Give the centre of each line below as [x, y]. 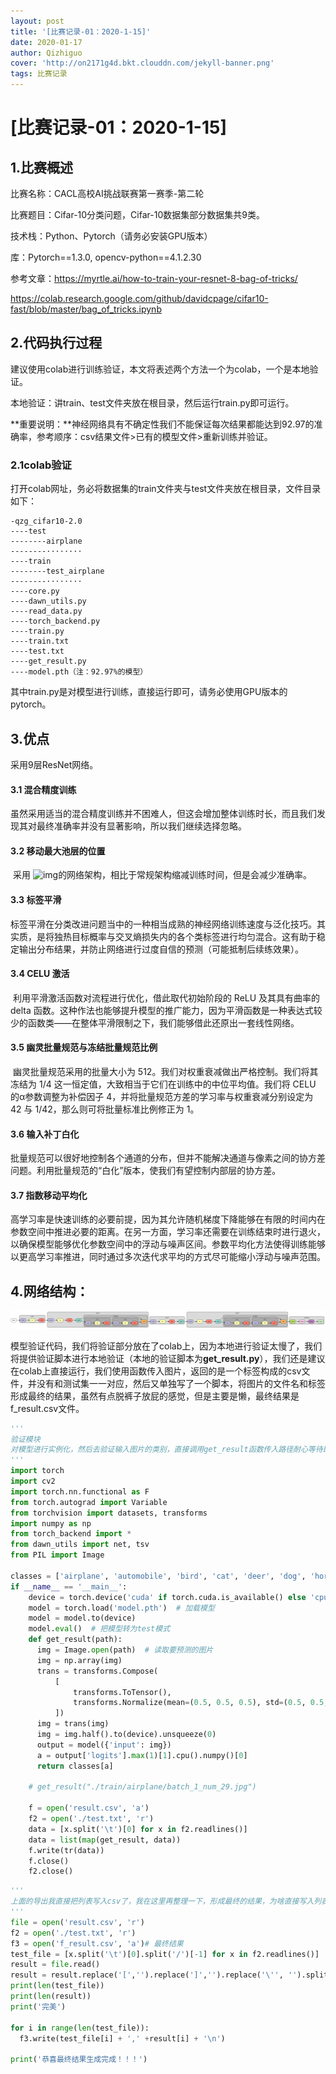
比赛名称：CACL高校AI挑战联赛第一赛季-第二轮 [107, 193]
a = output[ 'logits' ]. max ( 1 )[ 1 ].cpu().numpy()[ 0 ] [142, 1755]
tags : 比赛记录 [39, 74]
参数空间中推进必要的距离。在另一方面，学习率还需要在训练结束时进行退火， [168, 1232]
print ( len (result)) [51, 1996]
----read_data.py [46, 611]
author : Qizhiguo [46, 53]
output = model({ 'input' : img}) [104, 1745]
